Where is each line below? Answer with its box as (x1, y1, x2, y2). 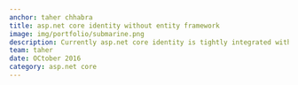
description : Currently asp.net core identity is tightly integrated (9, 37, 272, 47)
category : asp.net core (9, 63, 98, 72)
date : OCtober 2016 (9, 54, 82, 63)
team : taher (9, 46, 53, 55)
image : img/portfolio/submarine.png (9, 29, 145, 38)
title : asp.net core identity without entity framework (9, 21, 220, 30)
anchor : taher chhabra (9, 12, 93, 22)
